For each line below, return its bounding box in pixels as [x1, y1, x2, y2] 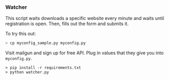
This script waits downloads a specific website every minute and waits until [5, 15, 164, 22]
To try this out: [5, 31, 36, 37]
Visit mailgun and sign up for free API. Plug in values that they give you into [5, 50, 164, 56]
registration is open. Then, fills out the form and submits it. [5, 21, 129, 27]
